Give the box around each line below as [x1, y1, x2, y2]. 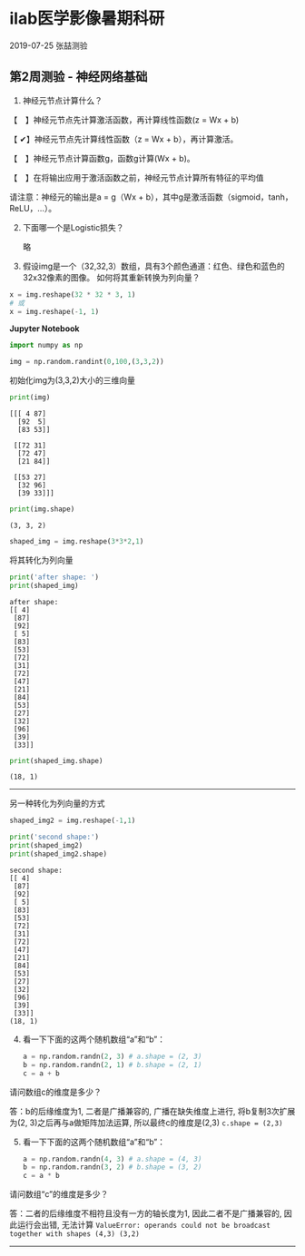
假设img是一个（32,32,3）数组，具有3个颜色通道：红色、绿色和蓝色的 [22, 260, 286, 271]
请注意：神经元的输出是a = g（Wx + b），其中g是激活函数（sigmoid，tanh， [9, 191, 293, 202]
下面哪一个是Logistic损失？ [22, 221, 124, 232]
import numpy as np [9, 341, 84, 350]
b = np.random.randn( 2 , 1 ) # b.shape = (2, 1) [22, 1060, 202, 1069]
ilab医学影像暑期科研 [9, 8, 165, 29]
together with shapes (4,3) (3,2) [9, 1230, 141, 1239]
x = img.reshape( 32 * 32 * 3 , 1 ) [9, 289, 136, 299]
